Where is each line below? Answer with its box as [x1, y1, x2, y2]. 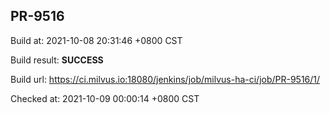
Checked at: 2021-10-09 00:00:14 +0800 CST [10, 92, 200, 104]
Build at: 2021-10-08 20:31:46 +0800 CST [10, 34, 183, 46]
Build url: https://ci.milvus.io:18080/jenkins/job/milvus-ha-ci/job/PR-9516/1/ [10, 73, 321, 85]
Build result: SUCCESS [10, 54, 104, 66]
